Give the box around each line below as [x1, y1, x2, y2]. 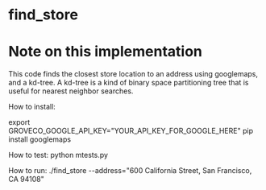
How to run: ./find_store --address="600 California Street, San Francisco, [8, 166, 252, 176]
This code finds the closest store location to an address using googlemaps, [8, 69, 259, 79]
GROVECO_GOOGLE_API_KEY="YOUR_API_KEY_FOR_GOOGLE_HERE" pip [8, 126, 254, 136]
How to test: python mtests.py [8, 151, 109, 160]
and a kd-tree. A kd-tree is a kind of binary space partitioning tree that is [8, 78, 249, 88]
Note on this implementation [8, 43, 203, 61]
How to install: [8, 102, 56, 112]
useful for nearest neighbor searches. [8, 86, 134, 96]
